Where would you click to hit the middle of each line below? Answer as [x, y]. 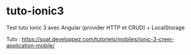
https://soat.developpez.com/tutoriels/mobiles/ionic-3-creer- [98, 39]
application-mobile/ [31, 45]
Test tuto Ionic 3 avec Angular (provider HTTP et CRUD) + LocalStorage [96, 27]
